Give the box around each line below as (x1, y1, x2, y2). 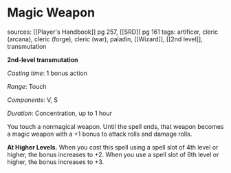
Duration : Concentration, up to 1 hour (7, 109, 112, 117)
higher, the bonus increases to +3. (7, 157, 104, 166)
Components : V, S (7, 95, 58, 104)
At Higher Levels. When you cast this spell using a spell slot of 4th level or (7, 143, 219, 151)
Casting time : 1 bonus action (7, 69, 88, 77)
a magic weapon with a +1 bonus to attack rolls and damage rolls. (7, 130, 192, 138)
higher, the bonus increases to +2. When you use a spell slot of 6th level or (7, 150, 219, 159)
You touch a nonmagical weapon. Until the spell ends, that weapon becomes (7, 122, 224, 130)
